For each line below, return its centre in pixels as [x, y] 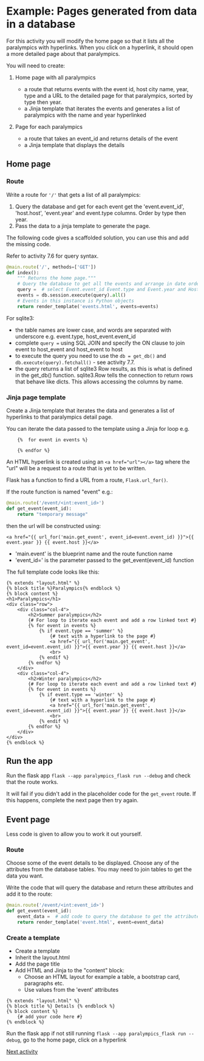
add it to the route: [29, 894]
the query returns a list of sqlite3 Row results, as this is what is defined [104, 368]
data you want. [25, 876]
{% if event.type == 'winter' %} [81, 695]
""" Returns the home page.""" [57, 278]
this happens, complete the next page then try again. [72, 800]
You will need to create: [36, 66]
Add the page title [37, 964]
